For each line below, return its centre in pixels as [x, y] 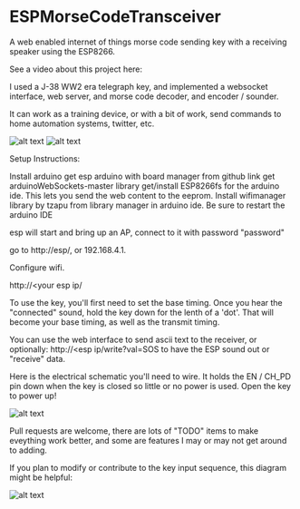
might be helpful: [41, 477]
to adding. [29, 450]
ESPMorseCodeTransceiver [116, 17]
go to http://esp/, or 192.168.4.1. [68, 250]
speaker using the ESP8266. [63, 51]
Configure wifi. [37, 267]
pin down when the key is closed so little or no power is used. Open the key [150, 386]
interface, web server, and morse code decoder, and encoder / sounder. [144, 96]
